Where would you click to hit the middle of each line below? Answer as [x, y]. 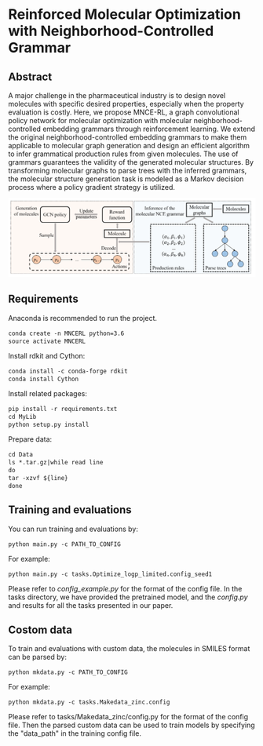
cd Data [21, 454]
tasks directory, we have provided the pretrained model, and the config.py [128, 597]
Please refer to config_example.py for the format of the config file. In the [125, 588]
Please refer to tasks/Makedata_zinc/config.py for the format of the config [128, 717]
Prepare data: [30, 439]
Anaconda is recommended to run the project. [83, 318]
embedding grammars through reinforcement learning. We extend [149, 129]
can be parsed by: [37, 657]
